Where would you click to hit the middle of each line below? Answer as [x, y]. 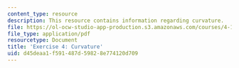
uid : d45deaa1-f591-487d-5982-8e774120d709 [73, 54]
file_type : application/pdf [49, 34]
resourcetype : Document [43, 40]
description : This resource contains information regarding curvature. [116, 21]
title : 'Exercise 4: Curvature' [55, 47]
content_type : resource [43, 14]
